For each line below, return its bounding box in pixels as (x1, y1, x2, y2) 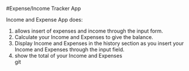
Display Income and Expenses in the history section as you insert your (14, 40, 184, 47)
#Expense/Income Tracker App (6, 5, 81, 12)
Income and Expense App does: (6, 16, 83, 23)
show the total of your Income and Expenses (14, 52, 123, 59)
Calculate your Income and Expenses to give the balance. (14, 34, 153, 40)
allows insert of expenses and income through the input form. (14, 27, 163, 34)
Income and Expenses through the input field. (14, 46, 125, 53)
